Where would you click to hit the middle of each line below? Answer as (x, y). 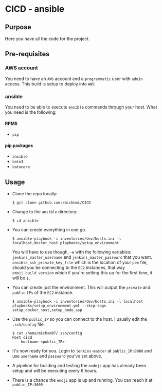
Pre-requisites (27, 54)
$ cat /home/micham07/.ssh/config (47, 333)
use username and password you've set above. (57, 356)
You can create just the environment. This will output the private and (81, 288)
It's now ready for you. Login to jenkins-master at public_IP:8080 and (82, 351)
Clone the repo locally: (35, 194)
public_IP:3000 (27, 385)
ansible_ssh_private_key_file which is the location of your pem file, (80, 263)
